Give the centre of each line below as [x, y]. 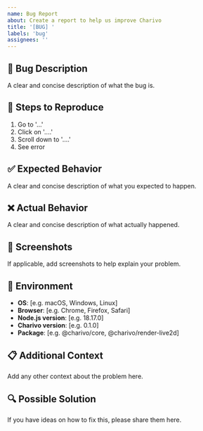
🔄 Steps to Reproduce [55, 107]
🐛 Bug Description [47, 69]
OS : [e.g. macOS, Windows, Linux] [67, 303]
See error [31, 147]
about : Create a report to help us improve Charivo [84, 20]
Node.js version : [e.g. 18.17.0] [60, 318]
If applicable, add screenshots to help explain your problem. [94, 264]
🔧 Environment [40, 286]
